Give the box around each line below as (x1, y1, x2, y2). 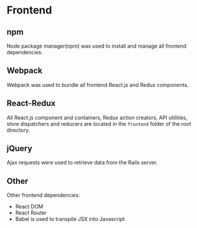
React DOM (15, 203, 44, 210)
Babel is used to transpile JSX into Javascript (15, 216, 125, 223)
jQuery (6, 143, 33, 153)
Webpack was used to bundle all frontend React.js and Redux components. (6, 81, 189, 88)
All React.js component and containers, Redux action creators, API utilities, (6, 114, 188, 121)
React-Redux (6, 98, 56, 109)
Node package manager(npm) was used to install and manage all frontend (6, 42, 187, 49)
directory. (6, 126, 30, 133)
